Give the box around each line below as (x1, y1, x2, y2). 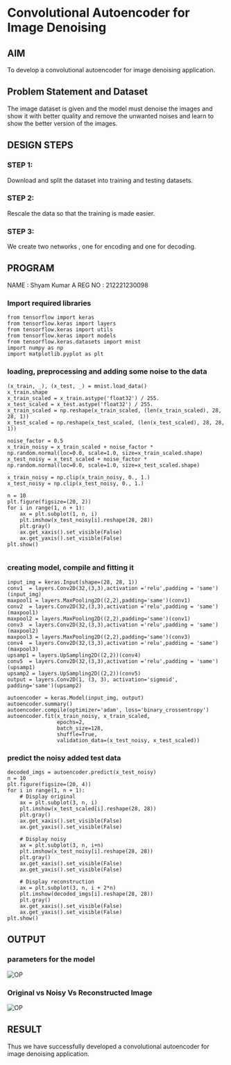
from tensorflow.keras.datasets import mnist (7, 339, 141, 346)
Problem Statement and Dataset (7, 86, 148, 98)
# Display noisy (19, 836, 67, 843)
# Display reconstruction (19, 879, 95, 886)
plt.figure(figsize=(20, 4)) (7, 781, 92, 788)
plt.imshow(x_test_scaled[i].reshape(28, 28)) (19, 806, 157, 812)
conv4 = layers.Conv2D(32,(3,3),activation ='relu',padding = (7, 639, 194, 646)
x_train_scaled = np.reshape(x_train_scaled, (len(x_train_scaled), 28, (7, 407, 222, 414)
